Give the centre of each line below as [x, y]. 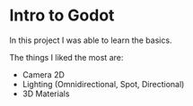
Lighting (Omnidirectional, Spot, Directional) [103, 84]
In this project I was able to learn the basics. [91, 40]
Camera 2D [44, 74]
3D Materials [46, 94]
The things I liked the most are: [66, 57]
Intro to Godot [62, 16]
